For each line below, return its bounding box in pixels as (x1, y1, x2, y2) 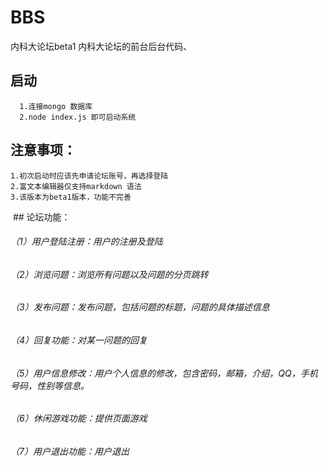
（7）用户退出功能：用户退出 (10, 445, 130, 457)
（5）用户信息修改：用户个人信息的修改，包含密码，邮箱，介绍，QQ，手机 (10, 367, 318, 379)
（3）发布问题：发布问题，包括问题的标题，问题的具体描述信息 (10, 301, 270, 313)
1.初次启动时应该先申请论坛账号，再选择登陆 (10, 171, 169, 181)
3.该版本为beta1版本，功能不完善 (10, 192, 132, 202)
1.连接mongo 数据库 (19, 101, 93, 111)
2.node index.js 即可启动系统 (19, 112, 137, 122)
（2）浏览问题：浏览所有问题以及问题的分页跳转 (10, 268, 209, 280)
